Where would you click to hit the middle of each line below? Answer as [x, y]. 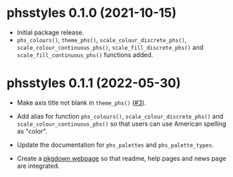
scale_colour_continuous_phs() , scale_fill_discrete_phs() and [110, 47]
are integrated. [38, 166]
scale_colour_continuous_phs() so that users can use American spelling [121, 124]
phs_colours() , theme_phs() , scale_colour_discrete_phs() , [102, 39]
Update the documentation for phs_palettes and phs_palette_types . [115, 145]
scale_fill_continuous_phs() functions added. [85, 55]
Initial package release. [50, 32]
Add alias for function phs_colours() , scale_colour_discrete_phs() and [120, 116]
